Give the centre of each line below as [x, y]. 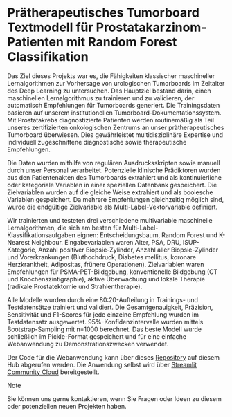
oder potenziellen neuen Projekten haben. [67, 406]
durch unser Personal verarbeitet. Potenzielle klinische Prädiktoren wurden [114, 170]
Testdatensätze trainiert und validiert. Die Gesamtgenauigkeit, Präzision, [110, 307]
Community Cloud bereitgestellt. [53, 372]
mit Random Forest [122, 42]
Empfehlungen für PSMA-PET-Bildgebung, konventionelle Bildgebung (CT [113, 272]
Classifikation [48, 57]
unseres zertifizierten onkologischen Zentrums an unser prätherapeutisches [116, 127]
